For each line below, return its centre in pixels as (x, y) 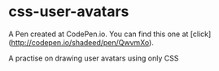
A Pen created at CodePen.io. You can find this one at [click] (110, 34)
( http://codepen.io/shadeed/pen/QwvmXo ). (81, 42)
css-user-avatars (69, 12)
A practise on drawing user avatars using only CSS (94, 58)
